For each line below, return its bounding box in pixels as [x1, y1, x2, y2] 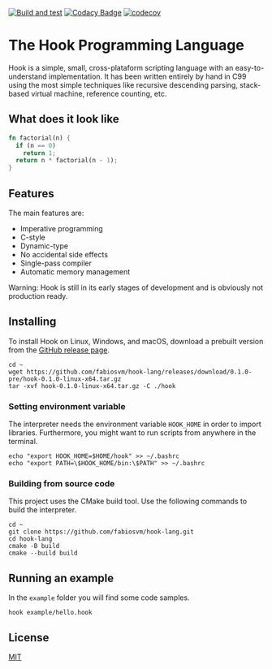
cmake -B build [8, 542, 60, 550]
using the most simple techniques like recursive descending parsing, [8, 80, 238, 89]
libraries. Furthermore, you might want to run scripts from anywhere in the [8, 428, 257, 438]
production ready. [8, 291, 68, 300]
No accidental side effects [19, 249, 108, 259]
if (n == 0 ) [15, 141, 57, 149]
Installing [8, 315, 57, 329]
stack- [239, 80, 261, 89]
